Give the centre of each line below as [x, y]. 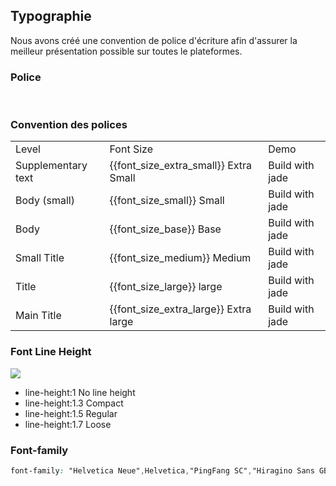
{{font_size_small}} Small [167, 201]
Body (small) [45, 201]
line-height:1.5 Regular [71, 413]
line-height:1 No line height [80, 392]
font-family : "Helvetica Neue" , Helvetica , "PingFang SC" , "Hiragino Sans [162, 471]
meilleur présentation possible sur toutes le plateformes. [126, 51]
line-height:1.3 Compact [74, 403]
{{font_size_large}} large [166, 287]
